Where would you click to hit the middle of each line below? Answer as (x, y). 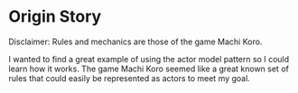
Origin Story (55, 17)
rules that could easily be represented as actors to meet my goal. (129, 78)
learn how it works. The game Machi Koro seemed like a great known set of (149, 69)
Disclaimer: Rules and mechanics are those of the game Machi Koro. (135, 42)
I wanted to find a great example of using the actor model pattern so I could (149, 59)
